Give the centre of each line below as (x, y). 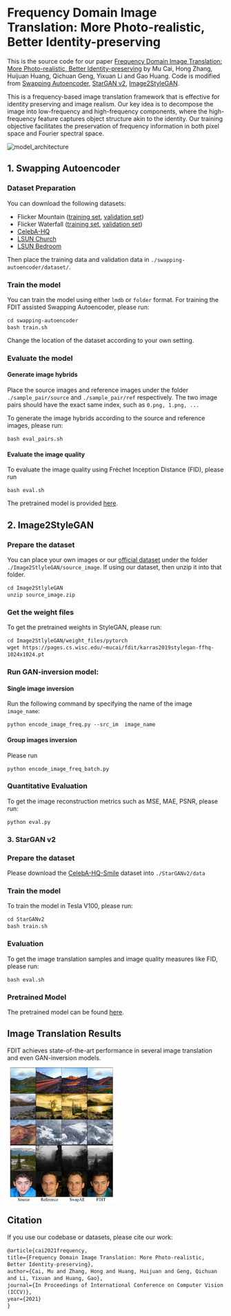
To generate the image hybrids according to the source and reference (106, 418)
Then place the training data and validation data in (78, 259)
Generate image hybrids (42, 375)
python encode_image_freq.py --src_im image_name (81, 725)
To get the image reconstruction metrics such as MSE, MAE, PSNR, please (113, 801)
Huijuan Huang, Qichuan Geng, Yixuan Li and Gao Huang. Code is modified (114, 76)
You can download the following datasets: (67, 203)
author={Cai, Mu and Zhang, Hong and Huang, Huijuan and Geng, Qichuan (112, 1271)
